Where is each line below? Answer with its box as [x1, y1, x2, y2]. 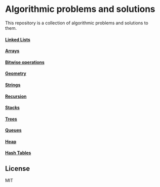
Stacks [5, 105, 20, 111]
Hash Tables [5, 150, 31, 156]
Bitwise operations [5, 59, 45, 65]
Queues [5, 127, 22, 133]
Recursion [5, 93, 27, 99]
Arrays [5, 48, 20, 54]
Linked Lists [5, 36, 31, 43]
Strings [5, 82, 21, 88]
